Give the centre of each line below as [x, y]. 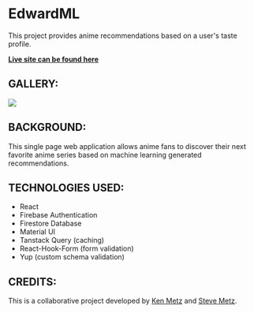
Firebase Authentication [58, 215]
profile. [20, 43]
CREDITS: [32, 282]
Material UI [37, 232]
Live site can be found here [53, 59]
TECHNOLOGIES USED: [66, 187]
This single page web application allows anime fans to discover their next [127, 146]
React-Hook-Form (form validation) [77, 248]
